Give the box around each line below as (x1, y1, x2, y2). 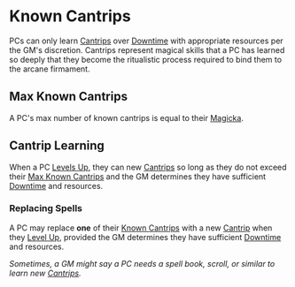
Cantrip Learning (9, 139, 105, 154)
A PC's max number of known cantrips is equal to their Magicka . (9, 112, 244, 123)
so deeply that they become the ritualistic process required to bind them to (9, 54, 282, 64)
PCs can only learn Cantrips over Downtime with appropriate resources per (9, 35, 283, 46)
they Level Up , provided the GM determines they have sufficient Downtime (9, 231, 282, 242)
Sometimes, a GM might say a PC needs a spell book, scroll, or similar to (9, 258, 276, 268)
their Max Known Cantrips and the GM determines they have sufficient (9, 170, 267, 182)
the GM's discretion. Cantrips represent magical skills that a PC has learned (9, 44, 285, 55)
